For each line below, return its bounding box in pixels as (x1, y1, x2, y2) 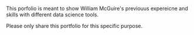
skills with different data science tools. (6, 11, 98, 18)
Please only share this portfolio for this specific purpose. (6, 23, 142, 29)
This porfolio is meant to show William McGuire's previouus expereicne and (6, 5, 189, 12)
